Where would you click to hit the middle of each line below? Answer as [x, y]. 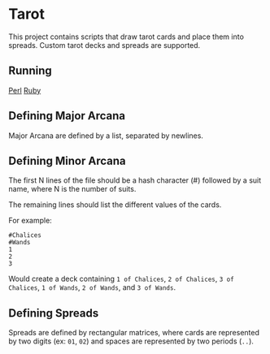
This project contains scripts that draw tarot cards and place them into [126, 37]
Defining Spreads [54, 313]
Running [30, 71]
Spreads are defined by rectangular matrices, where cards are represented [134, 333]
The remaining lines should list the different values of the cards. [115, 205]
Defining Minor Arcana [67, 160]
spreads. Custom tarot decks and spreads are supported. [105, 45]
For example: [30, 221]
